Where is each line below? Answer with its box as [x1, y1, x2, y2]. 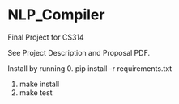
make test [19, 87, 53, 98]
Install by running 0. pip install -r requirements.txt [7, 63, 173, 73]
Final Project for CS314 [7, 32, 84, 42]
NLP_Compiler [7, 6, 105, 24]
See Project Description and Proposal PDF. [7, 48, 151, 57]
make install [19, 79, 60, 89]
